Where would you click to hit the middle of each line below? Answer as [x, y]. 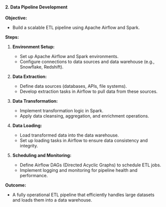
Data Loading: [27, 126]
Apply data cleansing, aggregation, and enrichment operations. [84, 116]
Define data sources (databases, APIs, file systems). [73, 86]
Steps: [12, 37]
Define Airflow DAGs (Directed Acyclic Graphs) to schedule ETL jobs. [90, 165]
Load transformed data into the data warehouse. [69, 135]
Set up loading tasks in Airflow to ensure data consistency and [84, 140]
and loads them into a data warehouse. [52, 200]
